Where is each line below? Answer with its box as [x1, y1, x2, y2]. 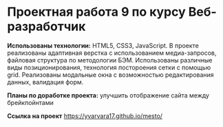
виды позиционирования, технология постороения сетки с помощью [7, 63, 211, 71]
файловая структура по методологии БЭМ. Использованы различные [7, 56, 213, 64]
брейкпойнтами [7, 98, 54, 106]
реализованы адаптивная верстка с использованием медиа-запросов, [7, 49, 217, 57]
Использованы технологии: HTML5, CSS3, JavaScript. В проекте [7, 41, 200, 49]
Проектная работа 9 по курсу [7, 4, 186, 20]
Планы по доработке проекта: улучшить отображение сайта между [7, 91, 210, 100]
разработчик [7, 19, 86, 34]
